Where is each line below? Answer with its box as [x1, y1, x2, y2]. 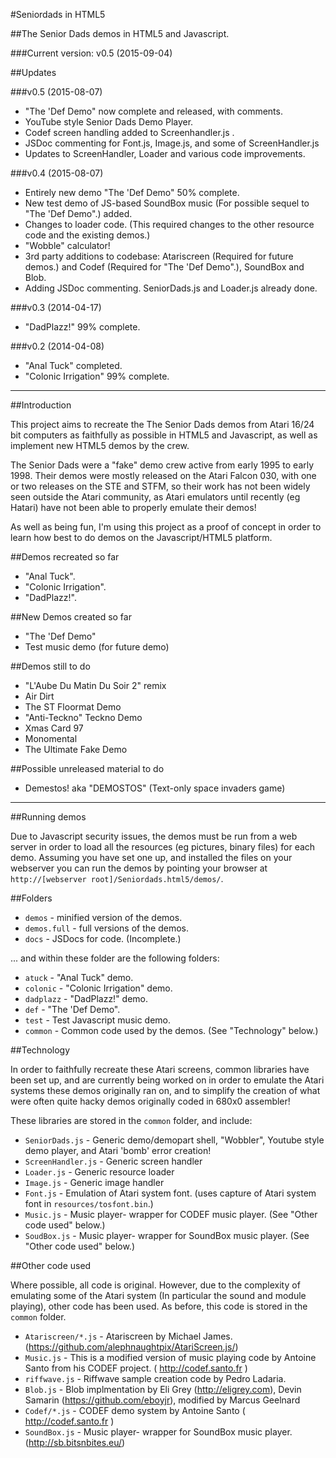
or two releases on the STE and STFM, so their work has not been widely [10, 480, 311, 492]
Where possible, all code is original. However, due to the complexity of [10, 1279, 301, 1291]
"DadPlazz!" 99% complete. [24, 321, 141, 333]
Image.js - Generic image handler [24, 1177, 165, 1188]
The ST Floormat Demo [24, 701, 122, 713]
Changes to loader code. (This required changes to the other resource [24, 219, 315, 230]
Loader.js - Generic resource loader [24, 1166, 175, 1178]
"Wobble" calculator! [24, 240, 111, 251]
